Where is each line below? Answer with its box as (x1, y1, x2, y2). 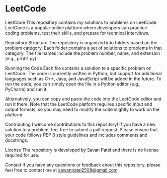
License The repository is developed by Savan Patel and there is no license (5, 147, 159, 153)
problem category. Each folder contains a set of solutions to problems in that (5, 45, 162, 51)
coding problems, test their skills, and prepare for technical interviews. (5, 30, 150, 36)
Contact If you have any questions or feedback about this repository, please (5, 162, 161, 168)
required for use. (5, 152, 40, 158)
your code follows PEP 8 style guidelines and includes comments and (5, 132, 148, 138)
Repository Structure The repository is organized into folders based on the (5, 39, 158, 45)
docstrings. (5, 137, 29, 143)
